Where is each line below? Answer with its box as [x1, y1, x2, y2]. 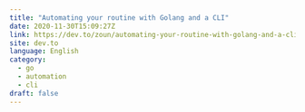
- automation [17, 72, 67, 81]
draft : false [9, 89, 59, 98]
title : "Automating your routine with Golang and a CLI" [9, 13, 230, 23]
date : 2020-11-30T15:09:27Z [9, 22, 116, 31]
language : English [9, 47, 79, 56]
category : [9, 55, 47, 64]
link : [9, 30, 30, 39]
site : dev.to [9, 38, 59, 48]
